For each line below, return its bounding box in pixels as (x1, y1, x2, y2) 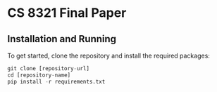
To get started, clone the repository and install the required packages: (7, 51, 210, 60)
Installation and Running (7, 33, 117, 45)
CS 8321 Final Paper (7, 5, 127, 21)
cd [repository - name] (7, 72, 71, 79)
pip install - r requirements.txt (7, 78, 106, 85)
